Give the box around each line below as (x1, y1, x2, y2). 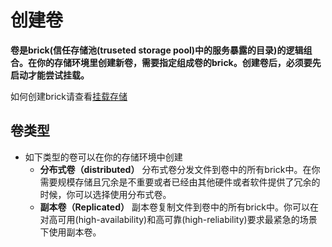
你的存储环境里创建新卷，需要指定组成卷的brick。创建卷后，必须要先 (36, 56, 322, 68)
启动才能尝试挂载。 (10, 69, 90, 81)
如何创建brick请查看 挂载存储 (10, 90, 128, 102)
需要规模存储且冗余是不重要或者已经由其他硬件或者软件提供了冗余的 (39, 176, 321, 188)
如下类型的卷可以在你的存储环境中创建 (24, 151, 183, 163)
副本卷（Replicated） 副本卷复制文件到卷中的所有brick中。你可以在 (39, 201, 320, 213)
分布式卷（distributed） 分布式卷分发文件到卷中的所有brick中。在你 (39, 163, 321, 175)
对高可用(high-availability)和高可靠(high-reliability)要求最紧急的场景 (39, 213, 318, 225)
